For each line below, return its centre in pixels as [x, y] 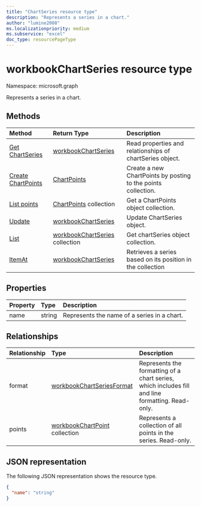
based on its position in [159, 259]
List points [24, 204]
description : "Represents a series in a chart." [68, 17]
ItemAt [19, 259]
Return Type [71, 133]
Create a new [145, 168]
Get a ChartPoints [151, 200]
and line [150, 393]
